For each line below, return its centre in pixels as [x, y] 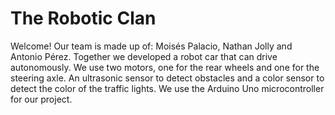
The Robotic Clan [83, 18]
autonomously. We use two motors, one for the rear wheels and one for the [165, 67]
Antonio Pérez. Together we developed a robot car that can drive [144, 56]
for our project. [41, 99]
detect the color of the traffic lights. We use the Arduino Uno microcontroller [167, 88]
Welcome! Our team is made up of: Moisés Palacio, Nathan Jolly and [151, 46]
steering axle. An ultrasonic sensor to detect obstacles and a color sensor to [167, 78]
